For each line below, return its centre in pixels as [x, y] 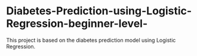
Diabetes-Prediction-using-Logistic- [99, 11]
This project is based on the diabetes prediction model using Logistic [91, 40]
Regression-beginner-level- [77, 24]
